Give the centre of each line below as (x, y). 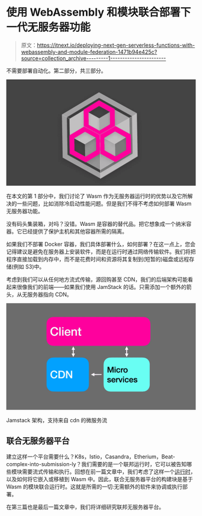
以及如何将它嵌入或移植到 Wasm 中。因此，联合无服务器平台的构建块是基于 (100, 479)
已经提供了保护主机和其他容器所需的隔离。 (75, 231)
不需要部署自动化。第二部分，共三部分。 (56, 70)
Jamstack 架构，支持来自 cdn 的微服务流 (57, 420)
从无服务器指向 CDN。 (44, 294)
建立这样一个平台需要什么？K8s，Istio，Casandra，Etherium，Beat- (91, 457)
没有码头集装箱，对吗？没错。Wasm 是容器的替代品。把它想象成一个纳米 (96, 224)
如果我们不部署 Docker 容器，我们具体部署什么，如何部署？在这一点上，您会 (101, 244)
